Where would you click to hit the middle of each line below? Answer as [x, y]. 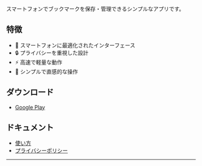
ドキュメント [30, 128]
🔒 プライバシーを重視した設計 [52, 52]
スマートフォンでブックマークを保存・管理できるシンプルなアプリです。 [95, 9]
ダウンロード [30, 92]
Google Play [30, 107]
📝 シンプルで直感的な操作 [46, 72]
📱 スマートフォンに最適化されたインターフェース [75, 45]
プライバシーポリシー [41, 151]
